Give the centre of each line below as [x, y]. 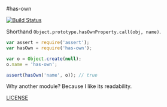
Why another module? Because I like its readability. [69, 86]
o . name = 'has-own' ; [32, 64]
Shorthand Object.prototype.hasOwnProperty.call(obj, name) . [84, 32]
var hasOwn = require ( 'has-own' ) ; [49, 48]
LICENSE [17, 98]
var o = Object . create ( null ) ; [44, 59]
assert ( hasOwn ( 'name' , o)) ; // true [52, 75]
